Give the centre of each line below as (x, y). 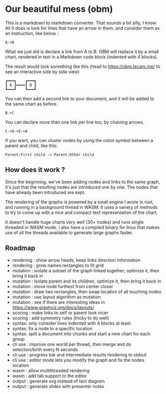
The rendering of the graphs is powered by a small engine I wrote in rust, (80, 202)
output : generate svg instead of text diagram (58, 381)
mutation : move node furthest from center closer (63, 286)
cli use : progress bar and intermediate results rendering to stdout (80, 354)
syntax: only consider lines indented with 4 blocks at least (71, 323)
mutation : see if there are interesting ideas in (58, 302)
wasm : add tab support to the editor (50, 376)
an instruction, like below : (32, 33)
